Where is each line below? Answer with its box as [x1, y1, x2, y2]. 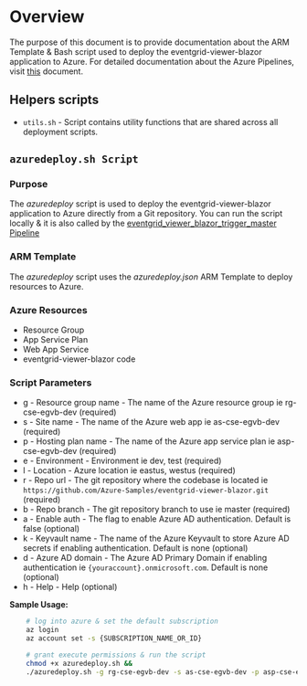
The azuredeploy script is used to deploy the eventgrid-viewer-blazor [9, 198, 271, 209]
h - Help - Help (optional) [22, 582, 118, 593]
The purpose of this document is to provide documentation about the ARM [9, 37, 290, 47]
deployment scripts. [22, 126, 99, 137]
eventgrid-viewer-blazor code [22, 354, 136, 364]
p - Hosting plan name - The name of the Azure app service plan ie [22, 436, 276, 447]
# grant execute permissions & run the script [26, 650, 206, 660]
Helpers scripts [9, 92, 99, 108]
